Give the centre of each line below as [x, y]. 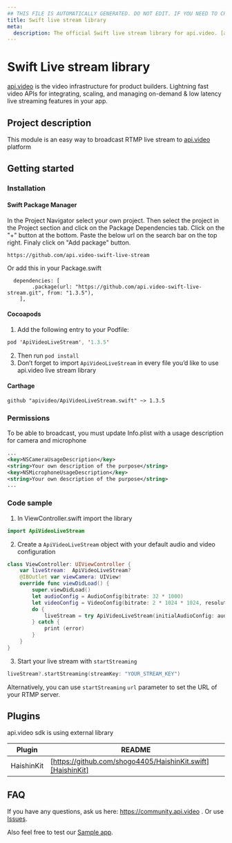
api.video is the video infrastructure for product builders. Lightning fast [108, 87]
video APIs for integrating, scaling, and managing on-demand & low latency [115, 94]
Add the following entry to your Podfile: [73, 329]
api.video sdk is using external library [60, 733]
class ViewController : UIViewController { [69, 564]
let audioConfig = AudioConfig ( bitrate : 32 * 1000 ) [108, 596]
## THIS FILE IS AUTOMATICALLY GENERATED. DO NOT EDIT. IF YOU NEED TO [112, 14]
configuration [36, 551]
